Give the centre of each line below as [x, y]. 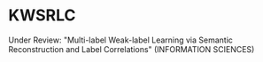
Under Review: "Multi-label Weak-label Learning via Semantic [121, 40]
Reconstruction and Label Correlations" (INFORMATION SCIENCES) [131, 49]
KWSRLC [42, 15]
